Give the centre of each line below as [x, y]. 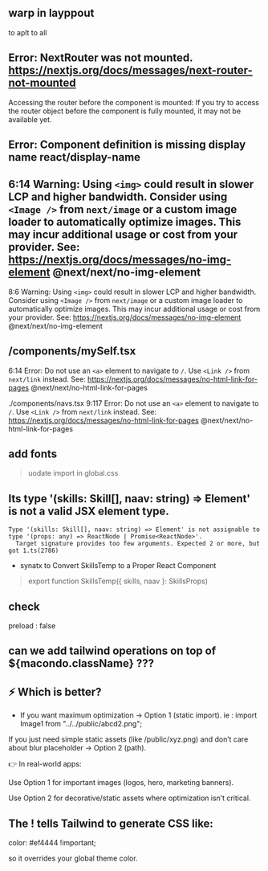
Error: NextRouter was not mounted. [101, 58]
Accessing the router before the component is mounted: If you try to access [134, 102]
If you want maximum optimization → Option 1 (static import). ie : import [138, 715]
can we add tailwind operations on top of [112, 651]
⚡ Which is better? [55, 691]
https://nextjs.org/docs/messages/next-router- [130, 70]
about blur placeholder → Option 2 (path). [77, 748]
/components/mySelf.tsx [72, 352]
